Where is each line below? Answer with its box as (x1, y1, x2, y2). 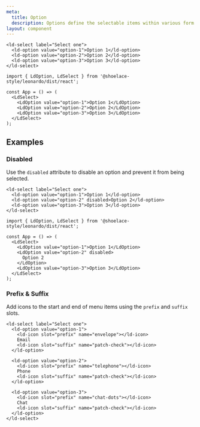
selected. (6, 175, 29, 182)
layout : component (6, 25, 52, 32)
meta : (6, 8, 20, 15)
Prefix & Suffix (6, 289, 49, 297)
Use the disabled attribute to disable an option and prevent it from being (6, 169, 184, 176)
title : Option (11, 14, 47, 20)
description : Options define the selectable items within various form (11, 20, 195, 26)
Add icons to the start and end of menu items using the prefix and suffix (6, 303, 188, 311)
